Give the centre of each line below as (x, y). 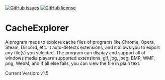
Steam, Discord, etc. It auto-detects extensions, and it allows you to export (82, 47)
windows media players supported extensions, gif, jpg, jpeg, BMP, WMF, (80, 58)
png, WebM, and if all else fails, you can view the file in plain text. (73, 63)
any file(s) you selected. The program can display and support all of (75, 52)
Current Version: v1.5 (27, 73)
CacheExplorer (37, 28)
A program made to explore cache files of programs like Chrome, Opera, (80, 42)
